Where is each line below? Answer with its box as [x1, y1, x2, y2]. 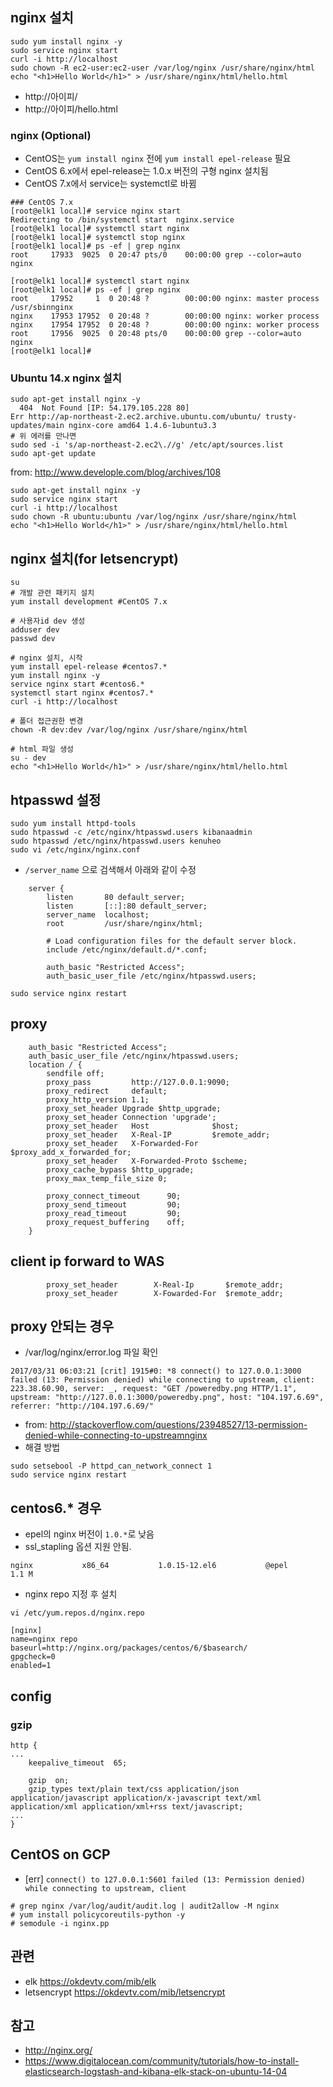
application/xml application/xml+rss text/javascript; [10, 1801, 244, 1812]
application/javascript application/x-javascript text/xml [10, 1793, 262, 1803]
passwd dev [10, 634, 56, 644]
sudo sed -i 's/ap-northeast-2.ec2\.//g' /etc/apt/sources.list [10, 440, 284, 450]
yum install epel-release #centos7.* [10, 662, 168, 672]
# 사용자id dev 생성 [10, 616, 86, 627]
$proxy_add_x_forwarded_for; [10, 1147, 132, 1157]
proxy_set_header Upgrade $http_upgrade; [46, 1103, 222, 1113]
